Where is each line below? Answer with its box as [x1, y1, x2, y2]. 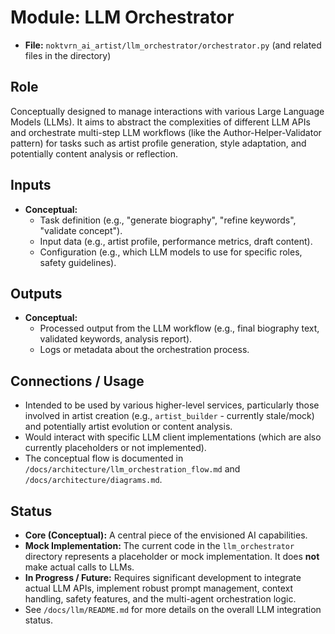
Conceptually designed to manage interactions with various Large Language [10, 105, 325, 117]
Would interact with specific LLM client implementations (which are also [24, 431, 322, 443]
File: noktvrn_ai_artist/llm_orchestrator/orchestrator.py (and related [24, 39, 322, 51]
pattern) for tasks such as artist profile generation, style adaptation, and [10, 137, 307, 149]
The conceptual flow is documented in [24, 452, 184, 465]
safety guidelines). [39, 256, 117, 268]
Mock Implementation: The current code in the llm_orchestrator [24, 540, 295, 551]
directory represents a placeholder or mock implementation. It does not [24, 551, 320, 562]
